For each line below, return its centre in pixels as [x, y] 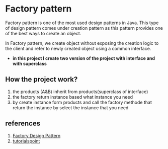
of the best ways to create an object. [43, 33]
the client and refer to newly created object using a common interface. [78, 48]
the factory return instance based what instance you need [73, 97]
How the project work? [41, 79]
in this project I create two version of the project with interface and [83, 58]
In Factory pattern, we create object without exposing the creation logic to [82, 43]
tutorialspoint [26, 141]
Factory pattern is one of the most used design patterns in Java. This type [82, 23]
